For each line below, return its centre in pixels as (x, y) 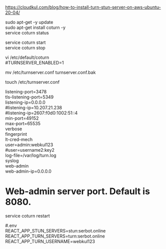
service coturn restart (27, 216)
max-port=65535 (23, 124)
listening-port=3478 (26, 92)
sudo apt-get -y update (29, 22)
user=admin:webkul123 (29, 145)
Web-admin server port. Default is (77, 191)
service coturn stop (25, 48)
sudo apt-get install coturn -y (35, 27)
